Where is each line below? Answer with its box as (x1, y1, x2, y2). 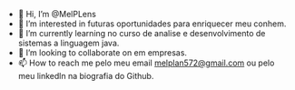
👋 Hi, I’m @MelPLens (17, 9, 97, 19)
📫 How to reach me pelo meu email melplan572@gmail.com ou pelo (17, 57, 275, 68)
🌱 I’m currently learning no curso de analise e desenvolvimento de (17, 28, 266, 38)
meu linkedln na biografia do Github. (17, 71, 154, 81)
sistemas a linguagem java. (17, 37, 120, 48)
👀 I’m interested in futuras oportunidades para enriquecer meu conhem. (17, 18, 287, 29)
